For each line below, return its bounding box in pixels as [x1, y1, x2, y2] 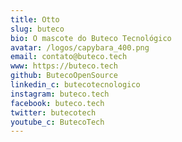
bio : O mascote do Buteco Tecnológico [10, 33, 172, 43]
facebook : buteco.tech [10, 98, 105, 108]
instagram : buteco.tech [10, 89, 110, 99]
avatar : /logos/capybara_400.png [10, 42, 150, 53]
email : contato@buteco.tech [10, 52, 128, 62]
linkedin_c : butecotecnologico [10, 80, 141, 90]
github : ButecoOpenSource [10, 71, 118, 81]
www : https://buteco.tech [10, 61, 118, 71]
